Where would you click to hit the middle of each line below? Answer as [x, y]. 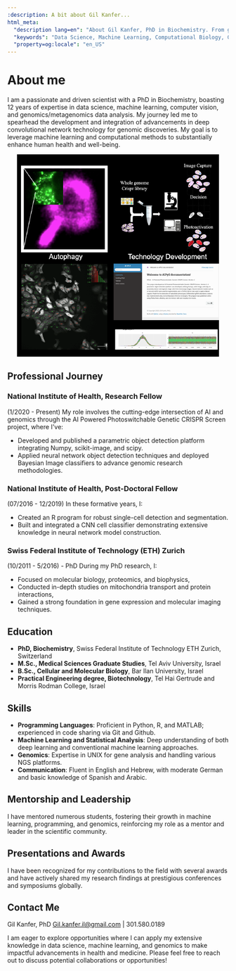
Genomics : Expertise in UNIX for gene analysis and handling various [117, 755]
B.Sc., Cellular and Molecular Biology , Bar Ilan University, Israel [110, 671]
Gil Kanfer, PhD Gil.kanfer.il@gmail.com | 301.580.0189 [86, 925]
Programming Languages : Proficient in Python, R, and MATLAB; [111, 725]
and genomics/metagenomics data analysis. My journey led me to [103, 115]
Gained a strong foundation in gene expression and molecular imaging [119, 602]
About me [37, 80]
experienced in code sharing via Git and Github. [86, 732]
